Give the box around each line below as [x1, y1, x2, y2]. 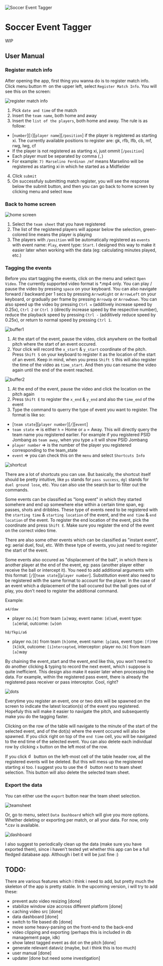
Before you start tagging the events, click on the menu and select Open [5, 276, 146, 282]
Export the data [5, 781, 42, 788]
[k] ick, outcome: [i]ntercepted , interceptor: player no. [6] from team [12, 644, 151, 650]
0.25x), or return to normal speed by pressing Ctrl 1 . [5, 317, 112, 323]
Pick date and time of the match [12, 107, 77, 113]
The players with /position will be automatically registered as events [12, 237, 150, 243]
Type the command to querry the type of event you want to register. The [12, 407, 157, 412]
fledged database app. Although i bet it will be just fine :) [5, 851, 119, 857]
